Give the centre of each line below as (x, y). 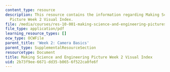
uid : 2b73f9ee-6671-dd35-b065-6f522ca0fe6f (52, 62)
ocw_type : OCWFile (25, 39)
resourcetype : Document (30, 52)
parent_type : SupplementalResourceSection (51, 48)
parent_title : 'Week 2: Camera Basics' (47, 43)
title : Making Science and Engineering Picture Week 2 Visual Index (79, 57)
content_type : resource (30, 10)
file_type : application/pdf (35, 29)
